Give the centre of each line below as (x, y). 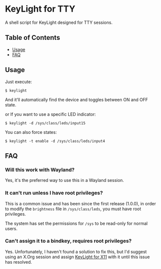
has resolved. (19, 262)
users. (11, 228)
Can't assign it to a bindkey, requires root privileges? (68, 241)
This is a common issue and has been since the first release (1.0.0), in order (80, 203)
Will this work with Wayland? (40, 170)
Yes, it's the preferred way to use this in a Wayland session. (64, 180)
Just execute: (19, 82)
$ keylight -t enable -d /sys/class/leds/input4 (55, 141)
